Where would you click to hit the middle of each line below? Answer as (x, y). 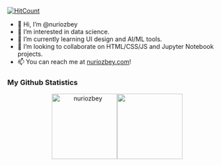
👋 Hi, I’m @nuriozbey (47, 24)
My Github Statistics (43, 82)
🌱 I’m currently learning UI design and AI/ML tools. (90, 39)
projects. (30, 54)
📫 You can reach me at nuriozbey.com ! (74, 62)
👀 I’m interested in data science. (63, 32)
